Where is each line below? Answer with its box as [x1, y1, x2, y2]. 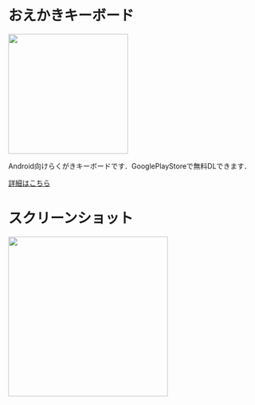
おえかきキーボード [8, 6, 135, 25]
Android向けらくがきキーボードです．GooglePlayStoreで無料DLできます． [8, 161, 252, 171]
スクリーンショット [8, 209, 134, 228]
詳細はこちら [8, 178, 50, 188]
